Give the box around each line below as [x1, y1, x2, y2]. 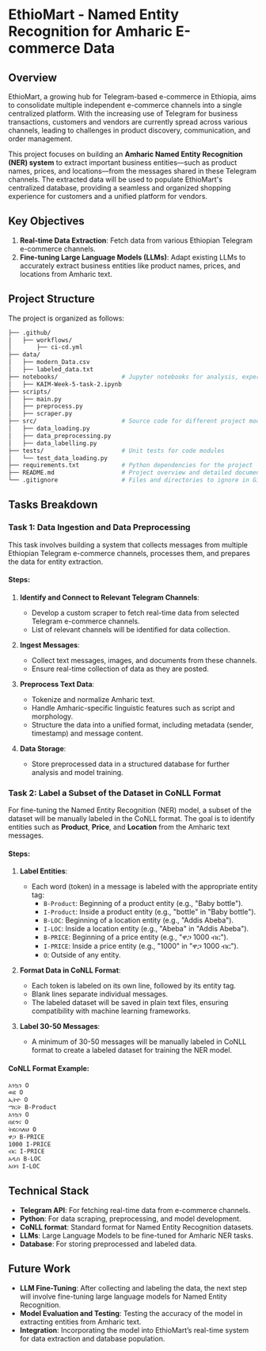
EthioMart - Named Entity [8, 6, 180, 24]
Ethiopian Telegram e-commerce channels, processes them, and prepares [8, 548, 251, 558]
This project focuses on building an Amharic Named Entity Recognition [8, 149, 243, 159]
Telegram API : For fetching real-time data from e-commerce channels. [19, 1205, 251, 1215]
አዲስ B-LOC [8, 1155, 42, 1163]
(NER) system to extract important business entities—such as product [8, 158, 237, 167]
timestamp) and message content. [31, 728, 144, 738]
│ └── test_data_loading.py [8, 454, 108, 462]
